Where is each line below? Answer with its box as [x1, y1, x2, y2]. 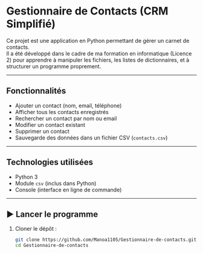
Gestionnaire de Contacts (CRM [6, 4, 169, 18]
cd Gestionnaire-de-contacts [14, 243, 89, 249]
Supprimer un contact [14, 127, 69, 135]
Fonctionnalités [6, 86, 66, 96]
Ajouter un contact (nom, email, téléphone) [14, 101, 122, 109]
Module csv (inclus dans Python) [14, 179, 97, 187]
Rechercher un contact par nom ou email [14, 115, 117, 122]
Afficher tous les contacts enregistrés [14, 108, 109, 115]
